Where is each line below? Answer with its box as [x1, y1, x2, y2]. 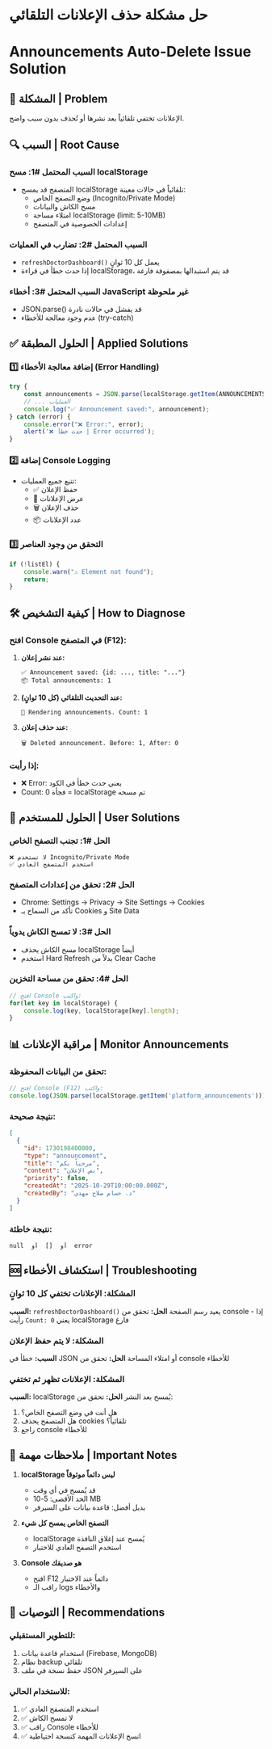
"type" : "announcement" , [23, 1152, 107, 1160]
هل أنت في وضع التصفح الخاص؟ [20, 1408, 118, 1418]
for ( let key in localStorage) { [9, 999, 118, 1007]
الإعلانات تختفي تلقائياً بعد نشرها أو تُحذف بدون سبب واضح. [9, 113, 185, 123]
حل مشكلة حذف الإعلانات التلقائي [9, 6, 208, 24]
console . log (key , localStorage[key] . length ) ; [23, 1006, 180, 1015]
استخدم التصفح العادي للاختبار [32, 1542, 122, 1553]
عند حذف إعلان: [20, 722, 69, 732]
